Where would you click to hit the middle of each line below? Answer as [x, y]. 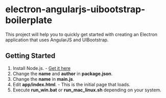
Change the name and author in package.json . [63, 73]
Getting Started [30, 56]
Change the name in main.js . [43, 79]
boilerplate [29, 20]
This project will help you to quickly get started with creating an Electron [81, 34]
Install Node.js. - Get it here [41, 68]
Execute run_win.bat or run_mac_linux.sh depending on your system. [87, 90]
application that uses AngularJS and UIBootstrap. [57, 40]
